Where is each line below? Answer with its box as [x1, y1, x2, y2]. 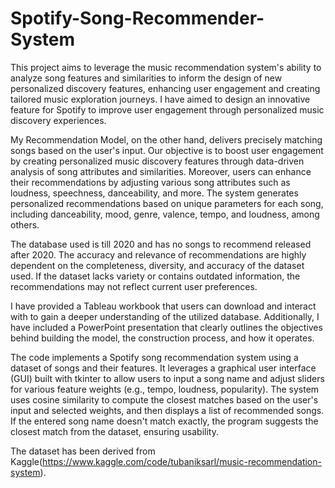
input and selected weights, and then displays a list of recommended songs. [10, 404, 325, 416]
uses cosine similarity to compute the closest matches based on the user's [10, 393, 319, 406]
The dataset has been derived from [10, 445, 156, 457]
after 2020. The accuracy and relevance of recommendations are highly [10, 248, 307, 261]
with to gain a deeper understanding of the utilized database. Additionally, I [10, 310, 320, 322]
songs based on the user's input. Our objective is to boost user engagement [10, 144, 324, 156]
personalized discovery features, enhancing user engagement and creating [10, 82, 321, 94]
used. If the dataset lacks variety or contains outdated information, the [10, 270, 301, 282]
